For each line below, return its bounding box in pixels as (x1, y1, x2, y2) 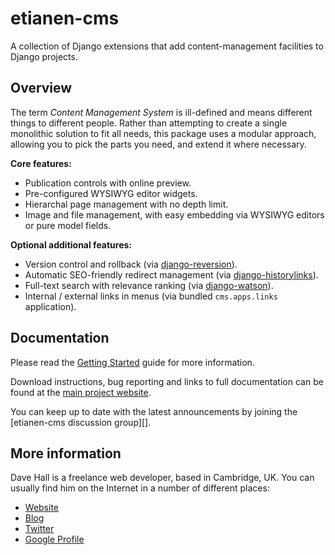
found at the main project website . (10, 386, 152, 398)
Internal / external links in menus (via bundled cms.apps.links (24, 290, 278, 302)
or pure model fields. (24, 219, 112, 231)
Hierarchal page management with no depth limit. (24, 198, 229, 210)
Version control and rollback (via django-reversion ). (24, 258, 238, 270)
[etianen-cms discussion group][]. (10, 416, 152, 428)
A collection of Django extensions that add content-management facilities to (10, 40, 324, 52)
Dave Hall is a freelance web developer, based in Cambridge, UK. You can (10, 472, 315, 484)
